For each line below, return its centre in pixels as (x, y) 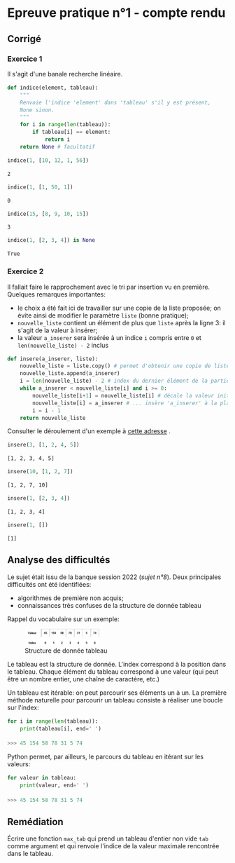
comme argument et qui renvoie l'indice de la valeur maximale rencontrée (113, 846)
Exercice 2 (26, 271)
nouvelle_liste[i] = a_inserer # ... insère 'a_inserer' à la (125, 403)
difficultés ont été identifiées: (49, 584)
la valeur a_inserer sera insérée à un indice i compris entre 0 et (109, 337)
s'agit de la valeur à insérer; (57, 330)
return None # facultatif (58, 147)
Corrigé (24, 39)
